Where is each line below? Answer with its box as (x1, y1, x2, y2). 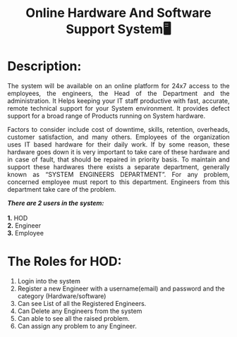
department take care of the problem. (7, 185, 116, 194)
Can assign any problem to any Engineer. (17, 322, 138, 331)
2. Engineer (7, 221, 41, 230)
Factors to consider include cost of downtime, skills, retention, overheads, (7, 125, 230, 134)
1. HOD (7, 214, 28, 223)
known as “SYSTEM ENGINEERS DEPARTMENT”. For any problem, (7, 171, 230, 179)
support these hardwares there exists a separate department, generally (7, 163, 230, 171)
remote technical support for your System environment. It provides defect (7, 104, 230, 113)
